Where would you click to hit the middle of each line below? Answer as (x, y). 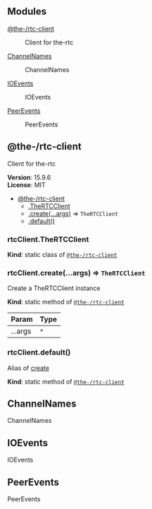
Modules (27, 12)
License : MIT (26, 185)
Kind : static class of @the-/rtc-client (62, 254)
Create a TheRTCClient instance (54, 288)
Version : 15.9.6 (29, 177)
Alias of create (28, 368)
